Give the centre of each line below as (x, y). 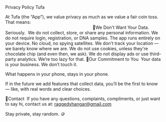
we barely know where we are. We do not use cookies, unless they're (77, 49)
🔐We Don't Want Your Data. (120, 27)
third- (155, 54)
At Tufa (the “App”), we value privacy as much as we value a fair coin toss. (82, 17)
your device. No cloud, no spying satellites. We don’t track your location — (82, 43)
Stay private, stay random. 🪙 (35, 114)
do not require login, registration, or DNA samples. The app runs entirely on (83, 38)
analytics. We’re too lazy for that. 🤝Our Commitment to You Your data (89, 59)
